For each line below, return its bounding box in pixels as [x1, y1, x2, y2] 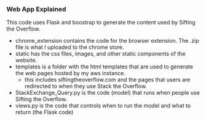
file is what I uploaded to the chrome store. [15, 43, 124, 51]
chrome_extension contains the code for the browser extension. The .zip [15, 37, 200, 45]
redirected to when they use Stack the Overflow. [24, 82, 148, 90]
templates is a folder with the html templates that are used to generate [15, 63, 194, 70]
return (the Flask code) [15, 109, 74, 116]
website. [15, 57, 38, 64]
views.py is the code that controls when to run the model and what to [15, 102, 191, 109]
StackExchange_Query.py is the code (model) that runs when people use [15, 89, 200, 97]
